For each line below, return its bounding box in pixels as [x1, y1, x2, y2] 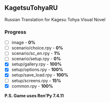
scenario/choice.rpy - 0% [11, 45, 63, 51]
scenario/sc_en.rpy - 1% [11, 51, 61, 56]
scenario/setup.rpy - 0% [11, 56, 61, 62]
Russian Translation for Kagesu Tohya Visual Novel [4, 16, 106, 22]
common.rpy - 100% [11, 83, 54, 89]
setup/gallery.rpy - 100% [11, 61, 62, 67]
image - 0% [11, 39, 36, 45]
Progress [4, 28, 27, 35]
